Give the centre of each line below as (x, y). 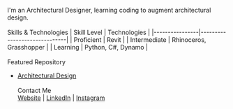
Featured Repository (37, 62)
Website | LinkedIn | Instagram (61, 98)
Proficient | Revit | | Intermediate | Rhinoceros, (140, 40)
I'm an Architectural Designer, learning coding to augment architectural (109, 10)
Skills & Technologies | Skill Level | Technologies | (79, 32)
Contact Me (34, 90)
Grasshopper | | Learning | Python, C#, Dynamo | (78, 47)
